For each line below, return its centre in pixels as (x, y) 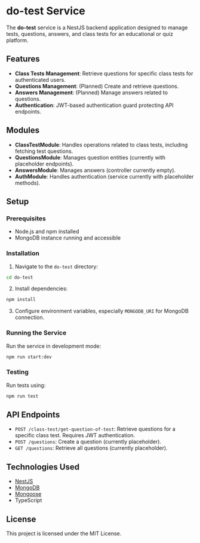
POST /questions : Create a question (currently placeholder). (88, 442)
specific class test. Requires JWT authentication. (75, 435)
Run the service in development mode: (54, 346)
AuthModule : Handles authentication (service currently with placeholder (104, 176)
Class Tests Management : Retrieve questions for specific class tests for (104, 73)
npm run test (22, 396)
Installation (23, 253)
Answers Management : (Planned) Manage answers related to (91, 92)
